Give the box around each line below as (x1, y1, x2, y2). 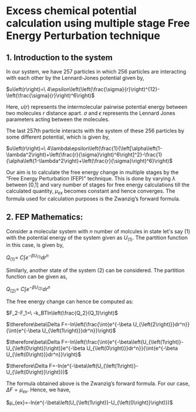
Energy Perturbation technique (6, 29, 160, 42)
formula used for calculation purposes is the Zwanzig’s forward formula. (6, 195, 181, 202)
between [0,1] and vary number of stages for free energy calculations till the (6, 181, 190, 188)
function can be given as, (6, 273, 67, 280)
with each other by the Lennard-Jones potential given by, (6, 75, 145, 81)
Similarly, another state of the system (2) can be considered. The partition (6, 266, 185, 274)
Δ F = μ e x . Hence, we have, (6, 386, 71, 395)
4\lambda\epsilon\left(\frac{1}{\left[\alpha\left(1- (46, 145, 163, 152)
